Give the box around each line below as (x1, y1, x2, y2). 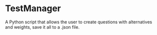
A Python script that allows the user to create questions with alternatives (5, 19, 153, 25)
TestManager (5, 3, 61, 14)
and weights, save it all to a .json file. (5, 24, 80, 30)
